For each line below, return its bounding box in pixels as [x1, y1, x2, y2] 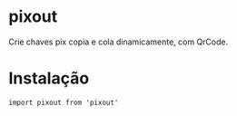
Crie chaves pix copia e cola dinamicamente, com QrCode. [8, 36, 229, 47]
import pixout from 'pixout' [8, 98, 119, 107]
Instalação [8, 68, 90, 89]
